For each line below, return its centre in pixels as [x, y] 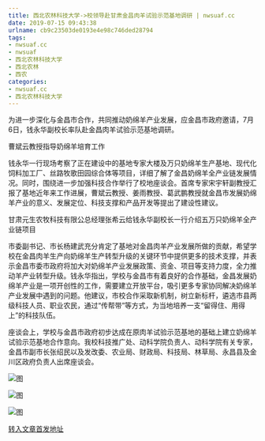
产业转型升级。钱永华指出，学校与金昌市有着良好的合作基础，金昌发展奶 [139, 276]
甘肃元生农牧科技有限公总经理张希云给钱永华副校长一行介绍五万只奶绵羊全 [129, 220]
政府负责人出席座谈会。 [60, 362]
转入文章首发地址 [36, 429]
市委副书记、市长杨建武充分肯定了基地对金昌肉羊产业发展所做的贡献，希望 [129, 247]
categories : [28, 81]
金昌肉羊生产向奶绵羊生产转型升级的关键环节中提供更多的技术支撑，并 [136, 256]
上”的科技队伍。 [34, 315]
